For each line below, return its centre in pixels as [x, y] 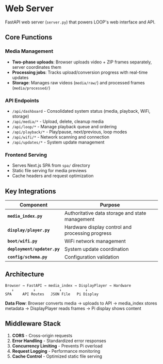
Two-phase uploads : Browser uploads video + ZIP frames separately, [82, 62]
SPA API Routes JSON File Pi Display [52, 294]
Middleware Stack [33, 324]
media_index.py [25, 216]
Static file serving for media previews [49, 171]
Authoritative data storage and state [105, 213]
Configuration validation [92, 257]
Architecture [25, 274]
